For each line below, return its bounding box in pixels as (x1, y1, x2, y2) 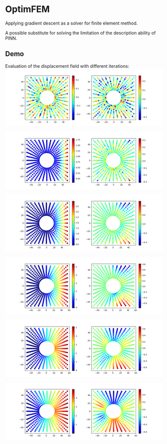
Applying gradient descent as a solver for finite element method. (5, 20, 138, 26)
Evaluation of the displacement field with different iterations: (5, 63, 129, 69)
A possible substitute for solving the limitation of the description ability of (5, 30, 156, 36)
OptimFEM (5, 4, 50, 15)
